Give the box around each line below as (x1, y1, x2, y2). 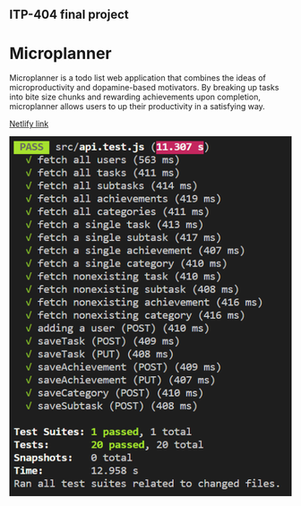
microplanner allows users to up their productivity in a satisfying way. (9, 101, 266, 112)
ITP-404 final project (9, 7, 129, 22)
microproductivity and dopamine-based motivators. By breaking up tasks (9, 82, 279, 93)
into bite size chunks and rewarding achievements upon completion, (9, 91, 262, 102)
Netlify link (9, 118, 49, 129)
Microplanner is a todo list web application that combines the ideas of (9, 73, 266, 83)
